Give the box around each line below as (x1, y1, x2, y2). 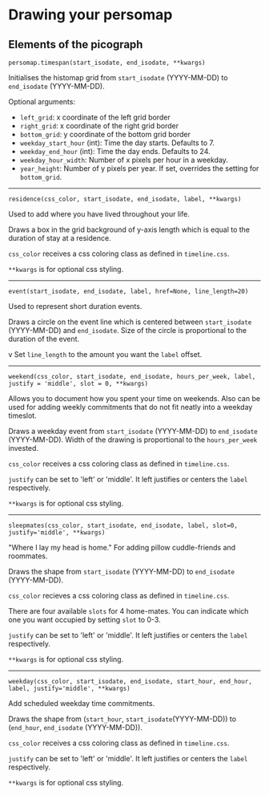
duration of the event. (8, 335, 80, 343)
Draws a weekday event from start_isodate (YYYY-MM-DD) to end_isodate (8, 427, 258, 436)
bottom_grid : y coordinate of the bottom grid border (19, 130, 191, 139)
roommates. (8, 551, 48, 561)
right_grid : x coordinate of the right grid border (19, 121, 179, 130)
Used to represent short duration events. (8, 302, 143, 310)
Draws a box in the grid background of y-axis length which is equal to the (8, 225, 251, 234)
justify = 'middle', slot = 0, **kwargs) (8, 379, 149, 387)
